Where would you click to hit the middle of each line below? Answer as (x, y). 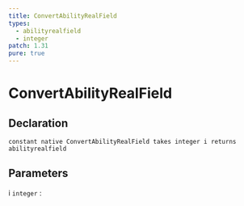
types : (19, 23)
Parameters (38, 173)
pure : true (27, 53)
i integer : (25, 193)
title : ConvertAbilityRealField (63, 16)
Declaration (38, 123)
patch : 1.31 (28, 46)
